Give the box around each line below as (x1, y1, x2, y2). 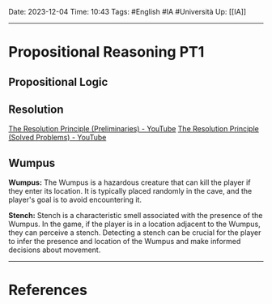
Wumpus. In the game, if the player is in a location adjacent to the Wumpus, (8, 219, 261, 229)
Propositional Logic (8, 75, 108, 88)
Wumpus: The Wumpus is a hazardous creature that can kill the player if (8, 178, 251, 187)
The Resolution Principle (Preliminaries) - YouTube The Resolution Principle (8, 124, 259, 134)
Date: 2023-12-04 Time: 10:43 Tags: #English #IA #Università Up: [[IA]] (8, 7, 247, 16)
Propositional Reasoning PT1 (8, 43, 205, 62)
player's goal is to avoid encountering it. (8, 195, 142, 205)
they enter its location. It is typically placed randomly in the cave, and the (8, 186, 253, 196)
